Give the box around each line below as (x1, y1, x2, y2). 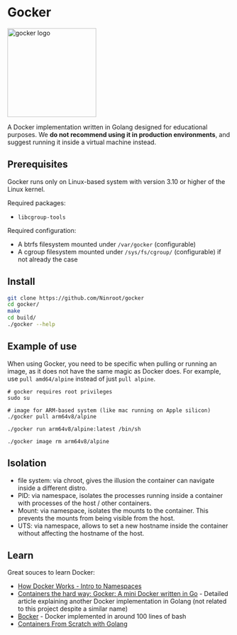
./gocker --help (7, 321, 55, 328)
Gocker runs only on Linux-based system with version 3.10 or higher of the (7, 177, 226, 185)
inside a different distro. (17, 484, 87, 492)
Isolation (7, 457, 47, 470)
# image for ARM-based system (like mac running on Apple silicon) (7, 406, 211, 414)
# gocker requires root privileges (7, 388, 113, 395)
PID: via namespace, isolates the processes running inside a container (17, 491, 224, 499)
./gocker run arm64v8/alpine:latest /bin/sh (7, 425, 141, 433)
